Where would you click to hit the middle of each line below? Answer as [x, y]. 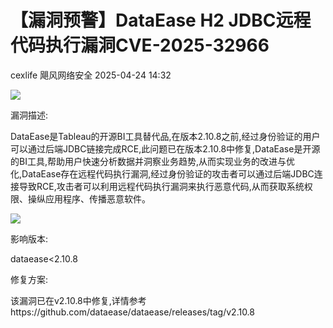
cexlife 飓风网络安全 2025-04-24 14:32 [91, 75]
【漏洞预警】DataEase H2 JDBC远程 [161, 20]
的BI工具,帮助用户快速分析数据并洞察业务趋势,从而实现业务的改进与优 [152, 161]
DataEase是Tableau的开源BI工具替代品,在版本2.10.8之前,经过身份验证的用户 [165, 136]
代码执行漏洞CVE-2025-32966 [140, 45]
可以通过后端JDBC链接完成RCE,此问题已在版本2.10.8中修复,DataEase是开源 [165, 148]
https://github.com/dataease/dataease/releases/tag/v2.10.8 [133, 312]
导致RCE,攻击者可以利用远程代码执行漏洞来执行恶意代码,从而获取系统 [161, 186]
